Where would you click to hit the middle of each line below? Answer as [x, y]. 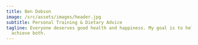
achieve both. [29, 33]
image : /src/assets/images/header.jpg [54, 17]
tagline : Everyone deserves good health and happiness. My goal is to [95, 28]
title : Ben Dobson [29, 11]
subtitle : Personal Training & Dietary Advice [64, 22]
